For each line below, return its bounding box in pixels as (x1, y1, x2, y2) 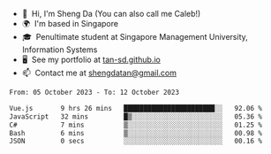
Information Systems (21, 44, 98, 55)
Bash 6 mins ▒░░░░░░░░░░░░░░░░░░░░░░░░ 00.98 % (9, 128, 263, 137)
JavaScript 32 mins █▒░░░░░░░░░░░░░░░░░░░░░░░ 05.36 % (9, 112, 263, 121)
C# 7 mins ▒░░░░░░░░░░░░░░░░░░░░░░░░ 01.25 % (9, 120, 263, 129)
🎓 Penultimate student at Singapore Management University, (21, 32, 249, 42)
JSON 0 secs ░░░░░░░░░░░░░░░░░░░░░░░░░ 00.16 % (9, 137, 263, 146)
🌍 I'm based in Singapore (21, 19, 119, 28)
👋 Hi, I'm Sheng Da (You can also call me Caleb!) (21, 9, 201, 19)
